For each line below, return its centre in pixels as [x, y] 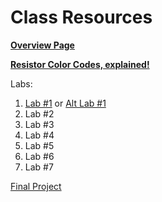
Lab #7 [39, 167]
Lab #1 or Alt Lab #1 [65, 103]
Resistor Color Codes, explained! [80, 64]
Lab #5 [39, 145]
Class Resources [81, 17]
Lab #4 [39, 135]
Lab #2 [39, 113]
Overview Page [42, 45]
